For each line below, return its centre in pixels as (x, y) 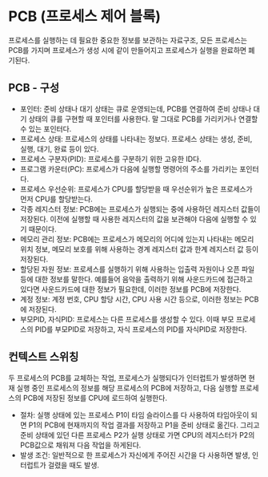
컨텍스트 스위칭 (44, 357)
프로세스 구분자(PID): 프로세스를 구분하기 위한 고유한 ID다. (110, 159)
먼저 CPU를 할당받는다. (56, 199)
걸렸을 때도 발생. (74, 465)
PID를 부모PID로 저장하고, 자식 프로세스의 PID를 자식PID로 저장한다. (141, 329)
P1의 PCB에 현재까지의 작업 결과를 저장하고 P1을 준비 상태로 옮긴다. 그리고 (144, 425)
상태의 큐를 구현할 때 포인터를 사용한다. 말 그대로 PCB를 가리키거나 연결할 (143, 119)
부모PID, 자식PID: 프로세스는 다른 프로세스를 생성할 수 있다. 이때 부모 (127, 319)
